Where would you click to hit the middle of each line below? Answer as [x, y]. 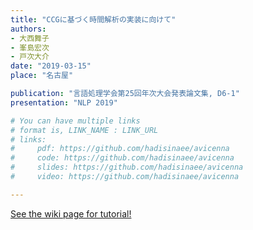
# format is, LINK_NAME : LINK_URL [84, 130]
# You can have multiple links [75, 121]
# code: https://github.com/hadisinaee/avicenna [122, 158]
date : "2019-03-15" [51, 66]
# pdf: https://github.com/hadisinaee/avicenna [120, 149]
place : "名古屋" [42, 76]
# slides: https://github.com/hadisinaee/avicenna [127, 167]
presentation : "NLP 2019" [64, 102]
